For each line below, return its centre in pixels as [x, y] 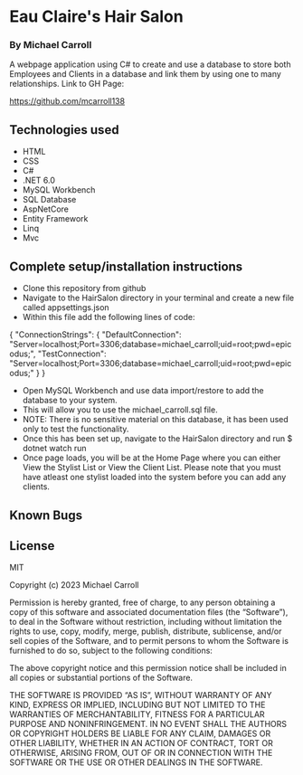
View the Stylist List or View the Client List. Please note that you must [152, 468]
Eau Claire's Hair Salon [96, 17]
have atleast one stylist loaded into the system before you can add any [154, 477]
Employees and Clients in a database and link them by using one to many [146, 74]
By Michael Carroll [51, 45]
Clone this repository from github [84, 288]
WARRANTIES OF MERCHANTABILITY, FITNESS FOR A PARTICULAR [137, 714]
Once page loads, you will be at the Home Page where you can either [151, 458]
